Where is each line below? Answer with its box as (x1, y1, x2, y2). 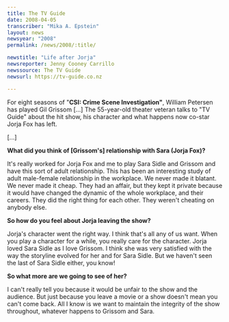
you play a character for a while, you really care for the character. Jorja (7, 237, 207, 245)
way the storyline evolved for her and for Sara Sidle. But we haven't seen (7, 251, 213, 260)
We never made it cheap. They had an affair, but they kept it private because (7, 181, 223, 189)
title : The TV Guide (7, 10, 66, 17)
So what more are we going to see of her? (7, 271, 128, 280)
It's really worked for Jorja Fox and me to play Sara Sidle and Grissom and (7, 159, 216, 167)
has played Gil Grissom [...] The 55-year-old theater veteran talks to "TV (7, 105, 211, 113)
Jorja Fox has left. (7, 120, 57, 128)
